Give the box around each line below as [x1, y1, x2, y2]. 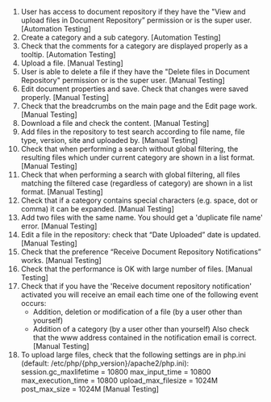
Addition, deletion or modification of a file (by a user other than [32, 307, 243, 316]
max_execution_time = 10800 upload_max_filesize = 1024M [20, 375, 219, 385]
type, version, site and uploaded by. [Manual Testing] [20, 136, 198, 144]
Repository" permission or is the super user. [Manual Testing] [20, 76, 225, 85]
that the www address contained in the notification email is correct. [32, 333, 257, 342]
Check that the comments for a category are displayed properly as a [20, 41, 248, 51]
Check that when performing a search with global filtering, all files [20, 170, 240, 179]
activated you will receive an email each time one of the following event [20, 290, 259, 299]
